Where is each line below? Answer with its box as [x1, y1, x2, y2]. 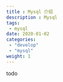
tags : [6, 20, 20, 26]
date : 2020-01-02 [6, 31, 50, 37]
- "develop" [8, 42, 39, 48]
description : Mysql [6, 14, 58, 20]
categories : [6, 37, 36, 42]
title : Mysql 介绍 [6, 8, 53, 15]
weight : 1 [6, 53, 31, 59]
